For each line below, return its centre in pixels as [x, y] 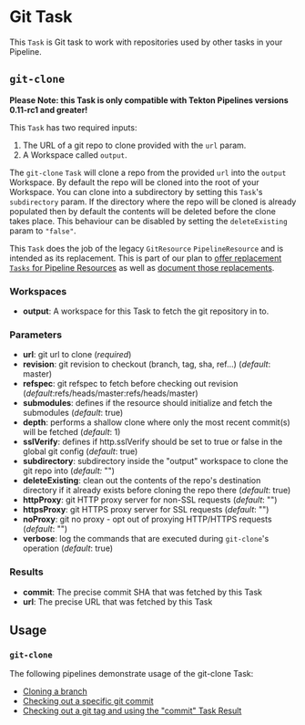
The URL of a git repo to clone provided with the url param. [134, 145]
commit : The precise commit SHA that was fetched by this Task [142, 592]
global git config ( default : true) [80, 451]
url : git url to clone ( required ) [77, 355]
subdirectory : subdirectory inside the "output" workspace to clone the [155, 461]
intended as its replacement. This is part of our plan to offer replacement [146, 258]
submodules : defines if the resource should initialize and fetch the [147, 403]
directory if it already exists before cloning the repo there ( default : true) [157, 491]
